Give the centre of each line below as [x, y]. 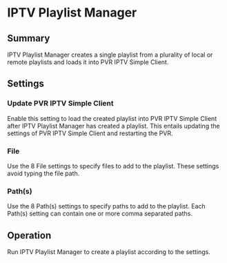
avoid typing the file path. [43, 173]
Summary [29, 38]
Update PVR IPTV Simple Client [60, 104]
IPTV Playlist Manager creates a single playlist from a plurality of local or [110, 55]
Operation [29, 235]
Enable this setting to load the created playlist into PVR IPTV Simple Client [112, 118]
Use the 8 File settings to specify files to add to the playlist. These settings [113, 166]
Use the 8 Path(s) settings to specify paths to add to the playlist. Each [106, 206]
